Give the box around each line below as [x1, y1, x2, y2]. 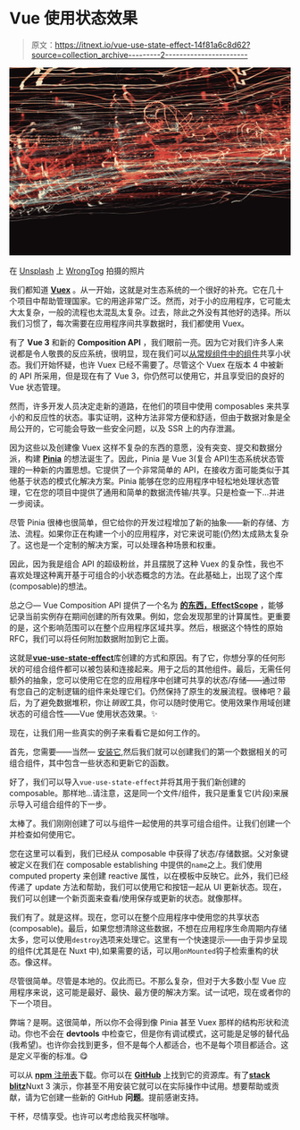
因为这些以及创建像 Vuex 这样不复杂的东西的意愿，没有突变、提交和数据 [9, 442, 275, 453]
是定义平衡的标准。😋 [9, 1050, 88, 1061]
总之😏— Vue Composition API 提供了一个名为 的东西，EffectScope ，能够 [9, 599, 284, 610]
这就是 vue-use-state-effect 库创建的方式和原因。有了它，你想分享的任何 [9, 652, 279, 663]
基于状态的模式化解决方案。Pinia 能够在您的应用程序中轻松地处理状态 [16, 475, 272, 486]
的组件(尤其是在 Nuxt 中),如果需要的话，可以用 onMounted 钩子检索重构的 [9, 945, 271, 956]
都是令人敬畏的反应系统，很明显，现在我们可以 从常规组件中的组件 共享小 [16, 348, 283, 359]
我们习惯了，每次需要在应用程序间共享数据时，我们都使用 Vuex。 [9, 318, 250, 328]
